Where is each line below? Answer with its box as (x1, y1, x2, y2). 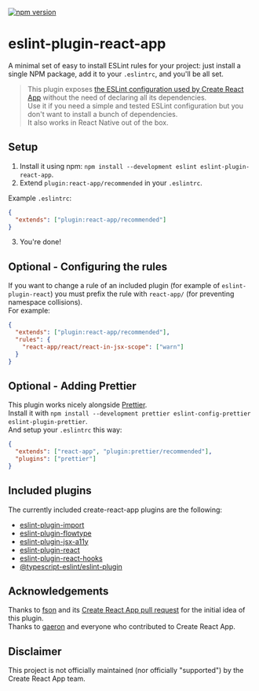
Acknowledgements (8, 584, 109, 598)
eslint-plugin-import (19, 520, 85, 529)
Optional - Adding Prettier (8, 379, 137, 393)
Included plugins (8, 484, 92, 498)
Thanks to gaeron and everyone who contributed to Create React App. (8, 622, 235, 631)
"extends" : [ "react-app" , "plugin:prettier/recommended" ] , (15, 448, 213, 455)
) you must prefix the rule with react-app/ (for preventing (49, 289, 235, 298)
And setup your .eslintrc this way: (8, 425, 122, 435)
